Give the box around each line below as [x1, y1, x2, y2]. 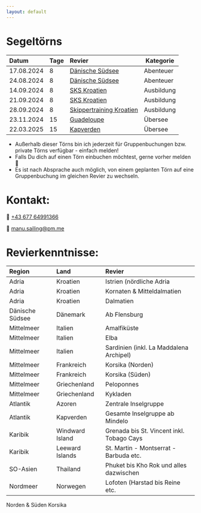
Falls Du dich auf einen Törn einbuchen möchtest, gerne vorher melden [14, 153, 191, 160]
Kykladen [105, 390, 132, 398]
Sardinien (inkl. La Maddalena [105, 343, 188, 352]
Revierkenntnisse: [6, 245, 99, 259]
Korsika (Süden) [105, 370, 151, 379]
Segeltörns [6, 34, 63, 48]
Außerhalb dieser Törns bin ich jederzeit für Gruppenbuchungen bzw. [14, 140, 187, 148]
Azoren [56, 400, 77, 408]
